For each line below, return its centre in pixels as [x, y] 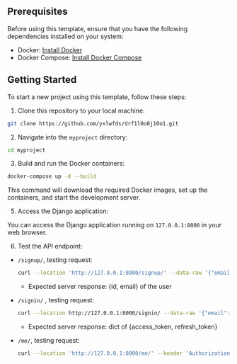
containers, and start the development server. [74, 198]
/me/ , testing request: [48, 340]
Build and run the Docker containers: [71, 164]
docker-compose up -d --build [52, 176]
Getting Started [42, 80]
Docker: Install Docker [50, 50]
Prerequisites [37, 12]
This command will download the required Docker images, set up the [108, 190]
